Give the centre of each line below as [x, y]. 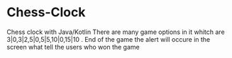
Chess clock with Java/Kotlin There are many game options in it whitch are [116, 32]
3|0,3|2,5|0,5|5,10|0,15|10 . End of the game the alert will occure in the [109, 39]
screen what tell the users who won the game [73, 47]
